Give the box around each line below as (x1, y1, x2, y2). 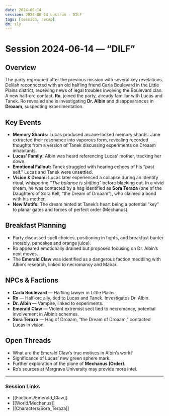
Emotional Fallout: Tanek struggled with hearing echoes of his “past (12, 164, 154, 170)
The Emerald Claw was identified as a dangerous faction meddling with (12, 256, 161, 262)
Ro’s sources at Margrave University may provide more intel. (12, 366, 137, 372)
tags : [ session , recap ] (5, 17, 55, 22)
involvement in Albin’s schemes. (12, 311, 79, 317)
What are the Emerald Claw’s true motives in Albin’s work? (12, 349, 133, 356)
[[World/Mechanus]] (12, 400, 55, 406)
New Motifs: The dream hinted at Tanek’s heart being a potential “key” (12, 201, 159, 207)
